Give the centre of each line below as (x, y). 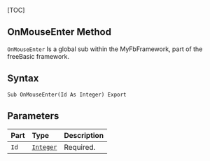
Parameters (33, 116)
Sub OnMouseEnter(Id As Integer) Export (67, 94)
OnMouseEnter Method (59, 32)
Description (84, 136)
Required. (80, 148)
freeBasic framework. (38, 56)
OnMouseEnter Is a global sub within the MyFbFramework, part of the (105, 49)
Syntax (23, 79)
